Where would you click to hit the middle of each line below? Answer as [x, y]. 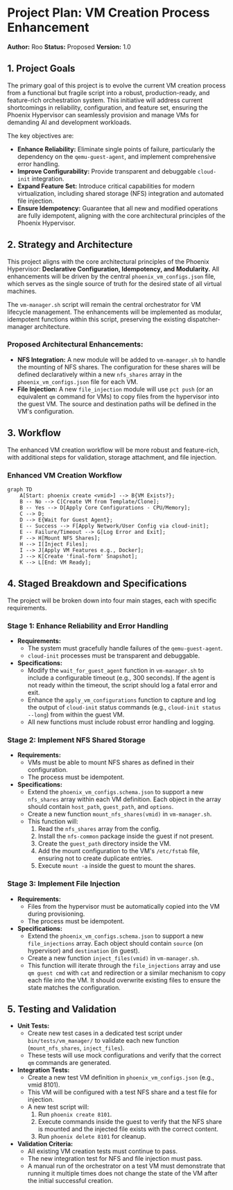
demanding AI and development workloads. [69, 122]
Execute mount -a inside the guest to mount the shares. [116, 866]
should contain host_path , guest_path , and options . [101, 807]
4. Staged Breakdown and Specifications [97, 584]
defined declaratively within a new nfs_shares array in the [100, 374]
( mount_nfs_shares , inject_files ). [76, 1048]
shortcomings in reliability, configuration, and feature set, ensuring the [107, 107]
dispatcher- [204, 319]
